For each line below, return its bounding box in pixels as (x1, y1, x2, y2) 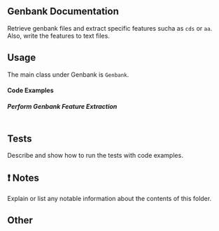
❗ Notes (7, 172, 40, 184)
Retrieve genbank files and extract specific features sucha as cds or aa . (7, 24, 213, 32)
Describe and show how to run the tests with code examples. (7, 151, 183, 159)
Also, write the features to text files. (7, 31, 110, 40)
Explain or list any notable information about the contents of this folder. (7, 194, 212, 202)
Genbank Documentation (7, 6, 119, 17)
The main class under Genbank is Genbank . (7, 70, 129, 79)
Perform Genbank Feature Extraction (7, 102, 118, 110)
